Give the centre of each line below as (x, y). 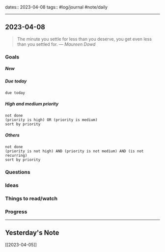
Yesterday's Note (32, 233)
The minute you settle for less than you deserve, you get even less (84, 39)
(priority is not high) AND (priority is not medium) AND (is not (74, 151)
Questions (18, 172)
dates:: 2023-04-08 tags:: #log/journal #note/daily (56, 7)
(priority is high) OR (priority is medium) (51, 120)
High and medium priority (32, 104)
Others (12, 135)
